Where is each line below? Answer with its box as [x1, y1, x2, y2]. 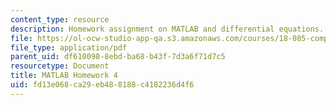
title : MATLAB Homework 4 [10, 71, 118, 81]
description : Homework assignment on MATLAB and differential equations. [10, 24, 325, 34]
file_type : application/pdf [10, 42, 128, 53]
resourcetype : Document [10, 61, 110, 71]
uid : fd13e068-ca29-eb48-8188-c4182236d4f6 [10, 80, 195, 90]
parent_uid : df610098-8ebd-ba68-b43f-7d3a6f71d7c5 [10, 52, 226, 62]
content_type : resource [10, 14, 110, 25]
